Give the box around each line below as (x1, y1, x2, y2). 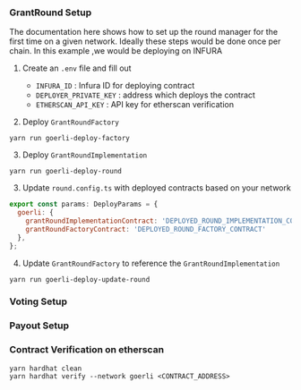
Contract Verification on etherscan (9, 343, 164, 356)
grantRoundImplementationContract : (25, 216, 159, 225)
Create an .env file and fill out (21, 63, 132, 73)
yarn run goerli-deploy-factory (9, 134, 130, 143)
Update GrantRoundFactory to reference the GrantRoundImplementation (21, 258, 280, 268)
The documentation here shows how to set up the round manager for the (9, 27, 279, 38)
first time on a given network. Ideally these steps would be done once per (9, 36, 281, 47)
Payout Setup (9, 319, 70, 332)
